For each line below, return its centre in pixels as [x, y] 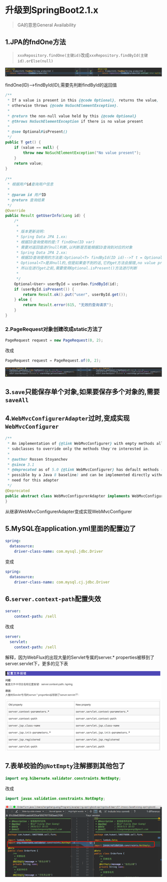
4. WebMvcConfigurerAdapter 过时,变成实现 [68, 418]
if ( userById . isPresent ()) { [44, 289]
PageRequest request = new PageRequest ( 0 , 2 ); [54, 341]
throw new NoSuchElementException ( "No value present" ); [82, 153]
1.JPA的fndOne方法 [36, 42]
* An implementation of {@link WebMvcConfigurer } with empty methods [81, 444]
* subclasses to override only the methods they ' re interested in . [79, 449]
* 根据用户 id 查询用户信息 [30, 185]
